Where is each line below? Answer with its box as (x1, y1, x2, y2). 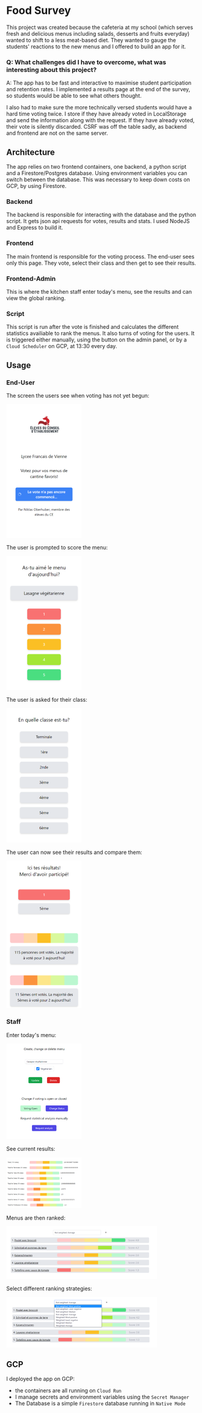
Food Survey (6, 4, 71, 18)
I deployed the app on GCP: (6, 1376, 75, 1383)
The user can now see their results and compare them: (6, 849, 143, 856)
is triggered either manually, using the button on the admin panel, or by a (6, 336, 187, 343)
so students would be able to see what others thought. (6, 92, 142, 100)
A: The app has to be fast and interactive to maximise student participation (6, 79, 192, 86)
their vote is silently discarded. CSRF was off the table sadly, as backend (6, 123, 187, 131)
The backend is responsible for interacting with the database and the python (6, 211, 197, 218)
